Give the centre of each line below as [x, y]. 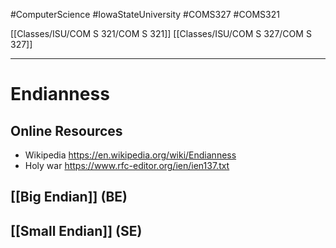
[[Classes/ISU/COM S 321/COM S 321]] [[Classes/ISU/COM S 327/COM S [161, 33]
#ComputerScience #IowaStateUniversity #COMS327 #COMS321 [145, 14]
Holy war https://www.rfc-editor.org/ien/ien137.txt [127, 165]
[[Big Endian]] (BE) [69, 197]
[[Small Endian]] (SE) [76, 230]
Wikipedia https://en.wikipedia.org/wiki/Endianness [130, 155]
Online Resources [66, 130]
